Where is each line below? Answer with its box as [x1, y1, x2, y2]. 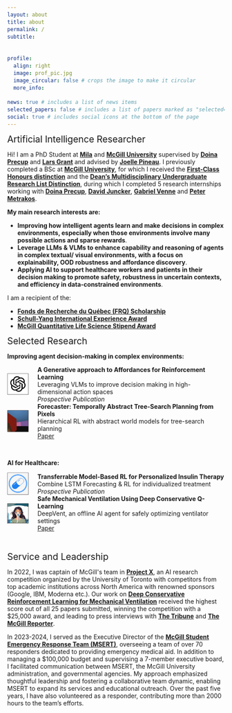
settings [37, 517, 61, 525]
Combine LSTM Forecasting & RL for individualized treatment [37, 479, 211, 488]
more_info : [13, 84, 45, 91]
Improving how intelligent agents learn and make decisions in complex [17, 221, 224, 229]
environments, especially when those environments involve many [17, 229, 211, 237]
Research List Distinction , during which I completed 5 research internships [7, 179, 222, 188]
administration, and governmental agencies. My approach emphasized [7, 669, 209, 678]
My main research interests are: [7, 208, 101, 216]
